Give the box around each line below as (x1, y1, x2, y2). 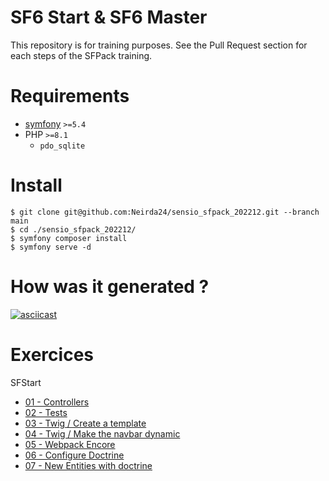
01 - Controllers (24, 396, 90, 408)
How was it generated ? (10, 276, 210, 298)
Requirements (10, 85, 130, 108)
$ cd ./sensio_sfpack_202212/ (10, 224, 137, 235)
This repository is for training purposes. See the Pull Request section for (10, 39, 308, 51)
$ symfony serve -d (10, 242, 92, 252)
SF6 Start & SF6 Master (10, 6, 208, 29)
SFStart (10, 376, 42, 388)
